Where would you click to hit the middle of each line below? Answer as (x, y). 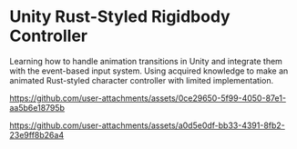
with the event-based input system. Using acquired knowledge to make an (149, 71)
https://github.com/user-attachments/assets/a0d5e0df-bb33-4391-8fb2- (147, 125)
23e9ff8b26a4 (37, 134)
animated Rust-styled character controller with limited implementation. (142, 80)
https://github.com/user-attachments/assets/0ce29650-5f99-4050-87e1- (148, 98)
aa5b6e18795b (37, 107)
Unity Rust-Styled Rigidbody (120, 17)
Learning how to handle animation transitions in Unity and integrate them (146, 61)
